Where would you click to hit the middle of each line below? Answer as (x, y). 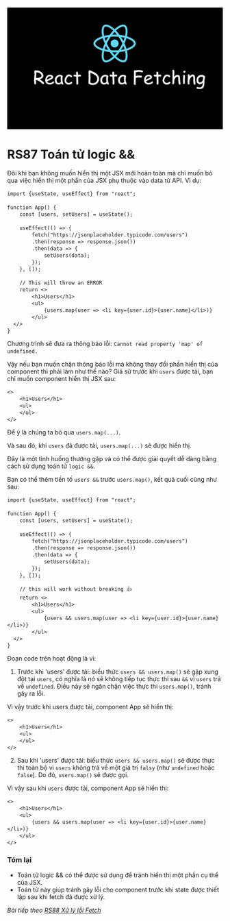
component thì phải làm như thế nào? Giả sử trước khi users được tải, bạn (110, 371)
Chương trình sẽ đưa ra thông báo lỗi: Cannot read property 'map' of (105, 344)
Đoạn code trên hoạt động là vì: (52, 659)
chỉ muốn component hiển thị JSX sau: (62, 379)
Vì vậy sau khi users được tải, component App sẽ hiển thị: (88, 788)
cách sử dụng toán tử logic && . (51, 466)
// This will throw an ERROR (61, 283)
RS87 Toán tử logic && (71, 154)
